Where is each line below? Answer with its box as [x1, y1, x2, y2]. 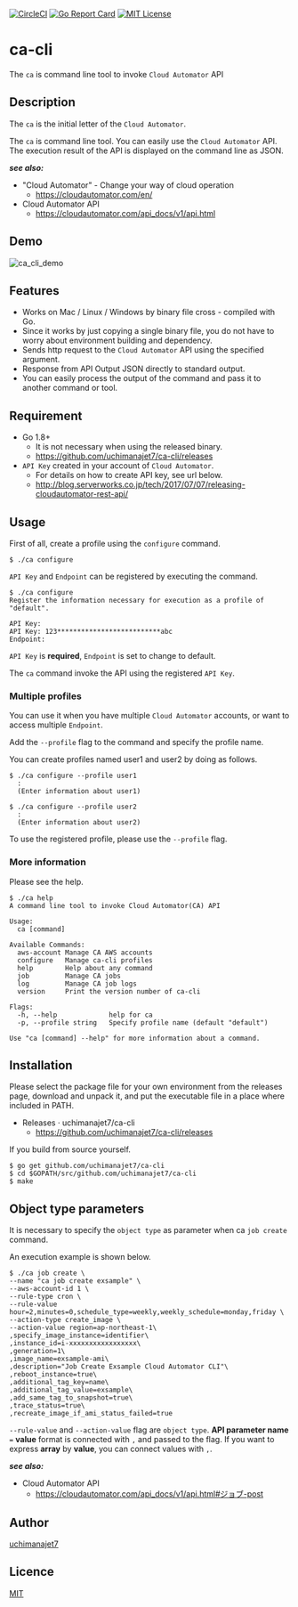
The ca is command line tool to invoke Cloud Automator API [9, 69, 224, 79]
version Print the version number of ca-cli [17, 986, 201, 996]
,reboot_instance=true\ [9, 1370, 98, 1379]
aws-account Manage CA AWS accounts [17, 948, 153, 957]
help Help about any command [17, 963, 153, 972]
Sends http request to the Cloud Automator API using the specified [21, 345, 265, 355]
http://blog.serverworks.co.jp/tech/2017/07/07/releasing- [35, 479, 246, 490]
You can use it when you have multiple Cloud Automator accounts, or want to [9, 710, 290, 721]
